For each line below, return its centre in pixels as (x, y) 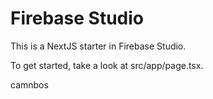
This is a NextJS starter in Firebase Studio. (98, 46)
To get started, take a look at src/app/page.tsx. (107, 65)
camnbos (29, 84)
